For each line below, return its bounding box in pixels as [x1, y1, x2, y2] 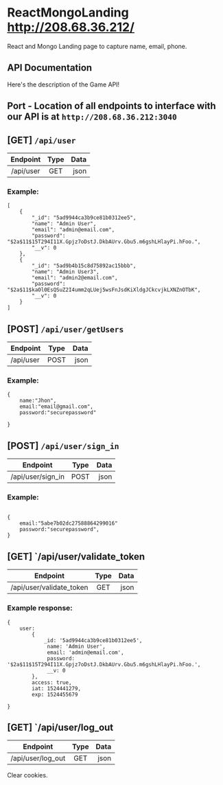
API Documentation [7, 62, 93, 73]
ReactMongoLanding [7, 5, 129, 21]
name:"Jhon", [19, 397, 57, 405]
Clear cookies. [7, 771, 48, 780]
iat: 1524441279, [32, 685, 81, 692]
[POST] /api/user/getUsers [7, 323, 124, 334]
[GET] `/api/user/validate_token [7, 551, 145, 562]
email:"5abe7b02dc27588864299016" [19, 520, 118, 527]
